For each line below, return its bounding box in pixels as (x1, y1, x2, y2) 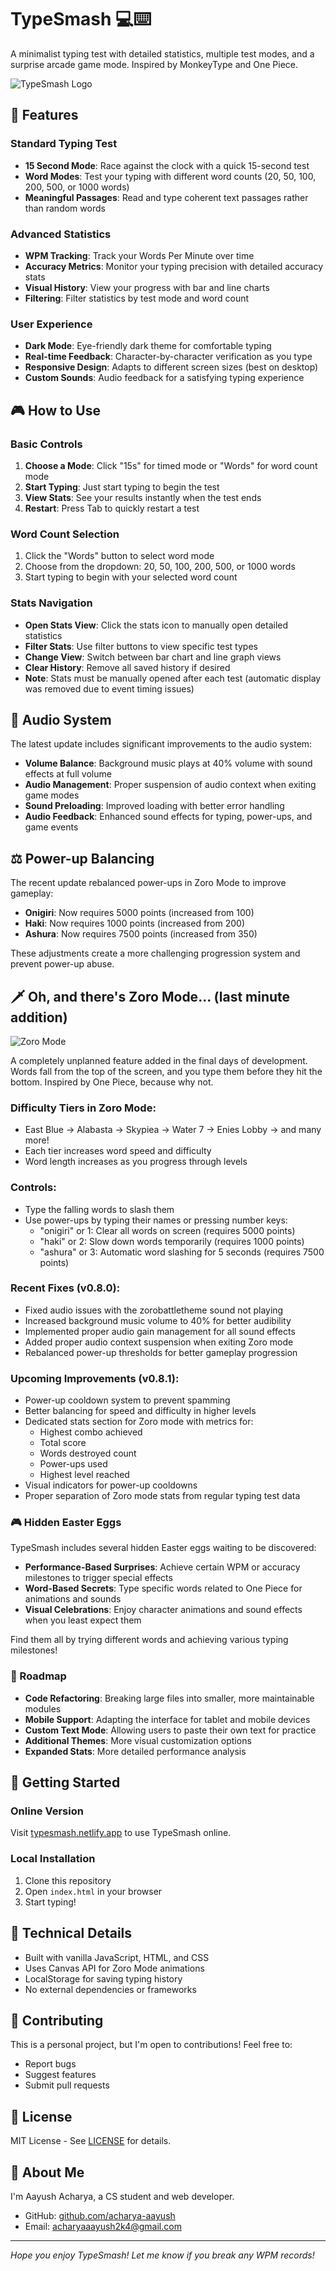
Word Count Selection (10, 527, 120, 541)
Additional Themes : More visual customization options (24, 1734, 252, 1746)
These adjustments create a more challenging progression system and (10, 947, 301, 960)
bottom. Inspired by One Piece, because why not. (10, 1076, 214, 1088)
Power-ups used (39, 1458, 108, 1470)
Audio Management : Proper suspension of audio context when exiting (24, 779, 317, 791)
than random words (24, 202, 106, 214)
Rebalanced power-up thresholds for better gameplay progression (24, 1346, 298, 1358)
